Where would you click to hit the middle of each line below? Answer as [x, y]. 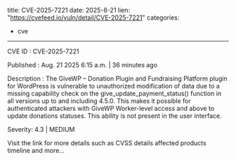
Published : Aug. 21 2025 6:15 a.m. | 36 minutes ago [83, 65]
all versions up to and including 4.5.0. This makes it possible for [99, 101]
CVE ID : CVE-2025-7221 [43, 51]
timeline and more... [36, 151]
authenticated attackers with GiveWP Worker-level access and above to [111, 108]
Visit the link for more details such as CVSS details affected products [107, 143]
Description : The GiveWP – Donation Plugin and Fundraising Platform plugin [117, 79]
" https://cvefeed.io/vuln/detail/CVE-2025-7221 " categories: [93, 18]
